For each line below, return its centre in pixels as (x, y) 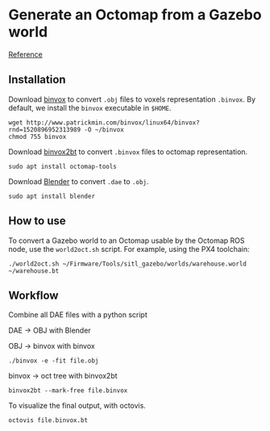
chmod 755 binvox (37, 136)
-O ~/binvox (104, 130)
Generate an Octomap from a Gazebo (135, 15)
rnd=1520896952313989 (45, 130)
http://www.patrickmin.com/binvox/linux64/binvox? (113, 123)
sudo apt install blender (52, 196)
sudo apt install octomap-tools (62, 166)
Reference (25, 54)
